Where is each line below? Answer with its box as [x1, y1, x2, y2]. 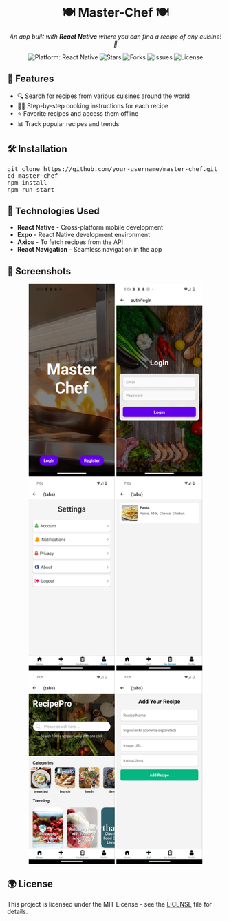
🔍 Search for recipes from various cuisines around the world [17, 92, 190, 100]
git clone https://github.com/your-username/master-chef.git [7, 165, 218, 172]
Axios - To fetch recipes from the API [17, 238, 124, 246]
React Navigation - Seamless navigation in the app [17, 245, 162, 254]
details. [7, 907, 28, 915]
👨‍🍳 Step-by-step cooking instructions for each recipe [17, 101, 169, 110]
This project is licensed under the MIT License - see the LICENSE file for [7, 900, 212, 908]
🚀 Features [7, 73, 54, 85]
